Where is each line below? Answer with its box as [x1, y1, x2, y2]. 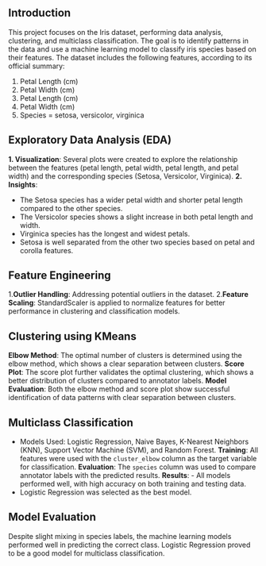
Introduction [8, 6, 71, 20]
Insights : [8, 179, 38, 189]
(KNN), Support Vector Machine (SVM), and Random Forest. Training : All [19, 445, 259, 455]
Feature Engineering [8, 269, 111, 283]
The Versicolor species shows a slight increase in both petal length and [19, 212, 253, 221]
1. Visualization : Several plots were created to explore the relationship [8, 154, 238, 164]
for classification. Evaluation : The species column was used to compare [19, 462, 256, 472]
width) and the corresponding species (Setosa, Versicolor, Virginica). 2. [8, 171, 242, 181]
